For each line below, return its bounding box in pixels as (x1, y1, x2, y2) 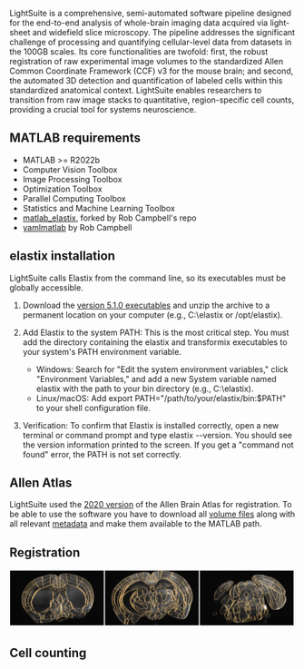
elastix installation (9, 249, 116, 264)
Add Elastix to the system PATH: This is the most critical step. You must (22, 327, 289, 338)
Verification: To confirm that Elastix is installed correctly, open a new (22, 419, 279, 430)
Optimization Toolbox (22, 183, 103, 194)
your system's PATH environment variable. (22, 346, 181, 357)
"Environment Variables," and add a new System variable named (35, 373, 277, 384)
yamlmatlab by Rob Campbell (22, 221, 132, 232)
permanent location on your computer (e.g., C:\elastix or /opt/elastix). (22, 309, 283, 320)
